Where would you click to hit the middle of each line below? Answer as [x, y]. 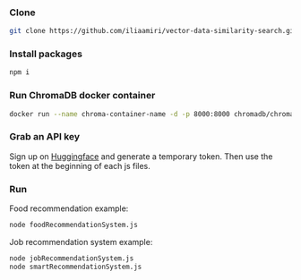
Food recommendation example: [69, 208]
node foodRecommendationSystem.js [74, 225]
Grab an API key [45, 137]
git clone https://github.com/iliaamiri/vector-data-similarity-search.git [154, 31]
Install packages [46, 54]
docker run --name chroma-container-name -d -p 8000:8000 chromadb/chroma [152, 114]
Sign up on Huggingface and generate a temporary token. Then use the [141, 156]
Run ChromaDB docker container [82, 96]
